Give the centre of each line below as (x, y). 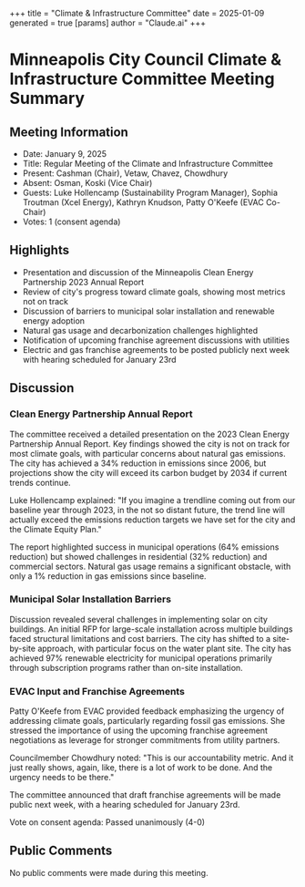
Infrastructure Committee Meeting (142, 79)
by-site (23, 648)
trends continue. (40, 482)
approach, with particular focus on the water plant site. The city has (164, 648)
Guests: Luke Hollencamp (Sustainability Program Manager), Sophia (150, 192)
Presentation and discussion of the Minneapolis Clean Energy (138, 272)
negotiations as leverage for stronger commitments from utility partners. (145, 740)
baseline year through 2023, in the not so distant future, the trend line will (147, 510)
